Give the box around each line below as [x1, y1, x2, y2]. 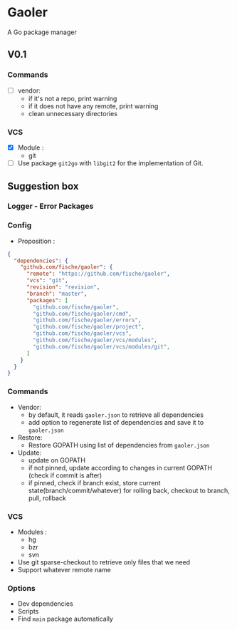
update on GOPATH [28, 455, 85, 464]
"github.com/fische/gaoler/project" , [33, 324, 144, 331]
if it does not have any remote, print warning [28, 101, 159, 110]
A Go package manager [7, 28, 77, 36]
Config [7, 220, 32, 230]
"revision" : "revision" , [26, 284, 100, 291]
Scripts [17, 607, 39, 616]
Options [7, 583, 36, 593]
